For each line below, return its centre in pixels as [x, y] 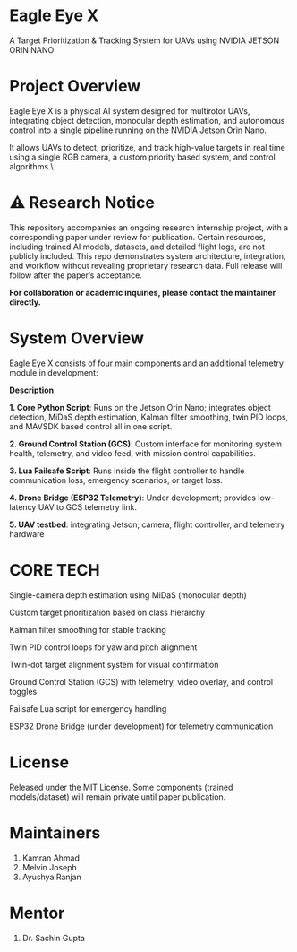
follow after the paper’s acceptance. [76, 275]
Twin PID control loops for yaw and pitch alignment [103, 647]
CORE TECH [55, 570]
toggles [23, 691]
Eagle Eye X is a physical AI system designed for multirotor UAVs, [130, 111]
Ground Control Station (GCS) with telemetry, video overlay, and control [141, 681]
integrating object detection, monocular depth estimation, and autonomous [147, 120]
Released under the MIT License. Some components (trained [121, 787]
